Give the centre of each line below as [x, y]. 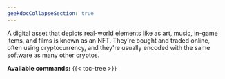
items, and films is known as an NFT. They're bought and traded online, [109, 40]
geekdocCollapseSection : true [51, 13]
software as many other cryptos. [53, 55]
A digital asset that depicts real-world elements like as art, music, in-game [113, 33]
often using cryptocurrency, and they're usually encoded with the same [109, 47]
